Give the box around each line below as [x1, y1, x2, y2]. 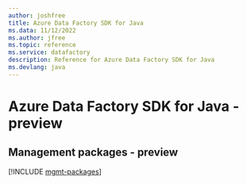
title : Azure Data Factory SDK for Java [8, 19, 145, 27]
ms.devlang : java [8, 63, 66, 71]
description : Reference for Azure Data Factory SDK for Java [8, 56, 215, 64]
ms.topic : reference [8, 41, 77, 49]
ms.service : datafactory [8, 48, 91, 56]
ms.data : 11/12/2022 [8, 26, 77, 34]
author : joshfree [8, 11, 66, 20]
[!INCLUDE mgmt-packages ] [8, 167, 102, 176]
